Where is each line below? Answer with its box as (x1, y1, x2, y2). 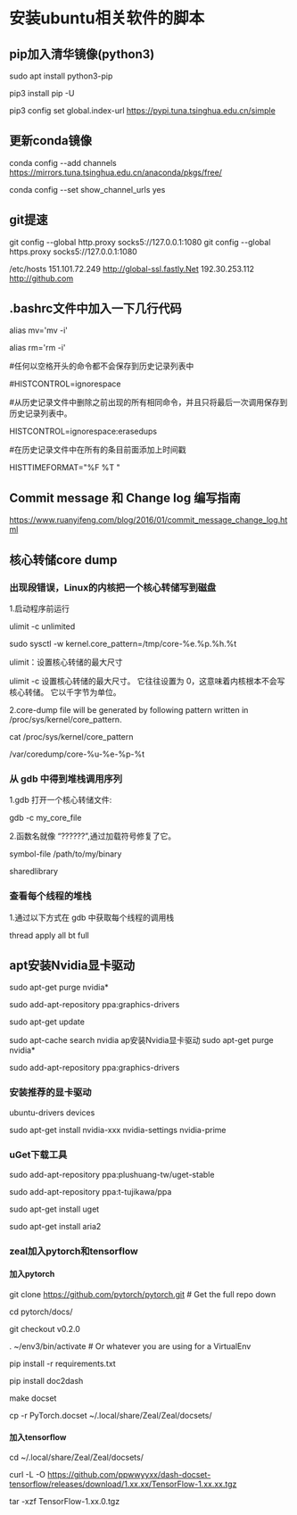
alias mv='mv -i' (9, 325, 69, 335)
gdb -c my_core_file (9, 813, 82, 824)
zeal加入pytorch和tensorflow (9, 1245, 138, 1257)
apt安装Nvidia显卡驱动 (9, 957, 136, 973)
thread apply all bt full (9, 930, 89, 940)
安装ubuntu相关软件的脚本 (9, 8, 205, 29)
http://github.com (9, 273, 74, 284)
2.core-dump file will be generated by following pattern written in (9, 704, 249, 715)
